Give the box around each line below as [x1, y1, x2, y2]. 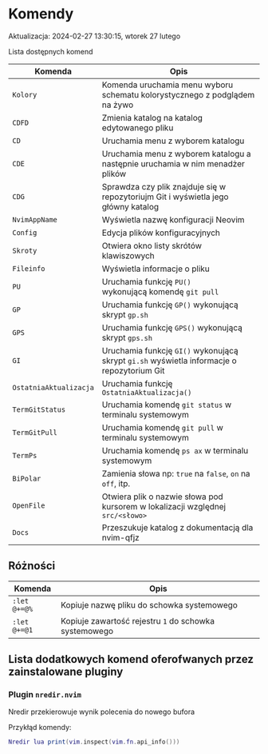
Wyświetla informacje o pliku [101, 263, 210, 274]
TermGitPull [12, 428, 58, 437]
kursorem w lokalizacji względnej [101, 501, 226, 512]
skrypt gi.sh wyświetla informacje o [101, 355, 237, 366]
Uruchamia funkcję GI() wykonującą [101, 345, 239, 356]
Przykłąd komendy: [8, 723, 72, 732]
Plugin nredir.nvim [8, 689, 82, 700]
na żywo [101, 99, 134, 110]
